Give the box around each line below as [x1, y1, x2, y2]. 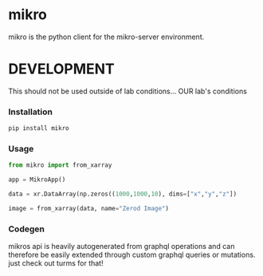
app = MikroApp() [8, 175, 66, 184]
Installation [8, 106, 53, 117]
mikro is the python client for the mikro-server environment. [8, 32, 205, 41]
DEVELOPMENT [8, 60, 116, 78]
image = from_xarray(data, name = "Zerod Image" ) [8, 204, 170, 212]
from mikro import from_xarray [8, 161, 112, 169]
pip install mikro [8, 124, 69, 132]
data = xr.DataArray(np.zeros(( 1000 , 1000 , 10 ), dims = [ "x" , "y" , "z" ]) [8, 190, 237, 199]
